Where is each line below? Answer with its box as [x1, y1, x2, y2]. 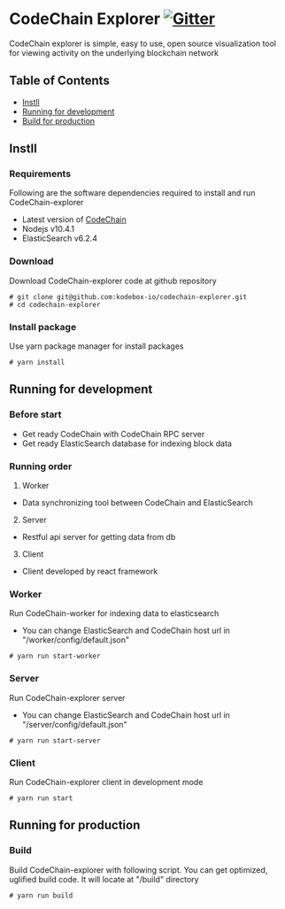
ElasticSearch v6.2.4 [21, 233, 97, 243]
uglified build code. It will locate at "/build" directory [9, 874, 199, 884]
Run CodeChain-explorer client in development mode [9, 776, 204, 787]
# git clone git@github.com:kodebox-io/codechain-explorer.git [9, 292, 248, 301]
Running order [9, 460, 73, 473]
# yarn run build [9, 890, 73, 900]
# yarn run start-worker [9, 651, 101, 661]
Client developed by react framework [21, 566, 158, 577]
